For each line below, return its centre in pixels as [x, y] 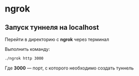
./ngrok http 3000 [24, 58]
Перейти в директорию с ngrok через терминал [57, 39]
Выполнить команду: [27, 49]
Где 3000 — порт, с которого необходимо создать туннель [69, 68]
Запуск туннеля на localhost [52, 27]
